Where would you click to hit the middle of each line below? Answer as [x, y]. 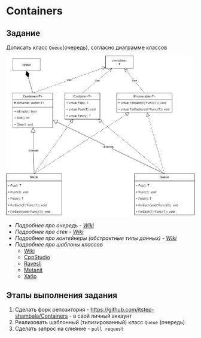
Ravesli [33, 264]
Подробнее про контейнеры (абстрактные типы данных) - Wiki [96, 238]
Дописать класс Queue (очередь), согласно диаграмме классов [87, 47]
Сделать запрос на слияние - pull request [69, 328]
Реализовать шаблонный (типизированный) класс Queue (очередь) [100, 322]
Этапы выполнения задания [62, 295]
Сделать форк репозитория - [52, 309]
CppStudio [37, 257]
